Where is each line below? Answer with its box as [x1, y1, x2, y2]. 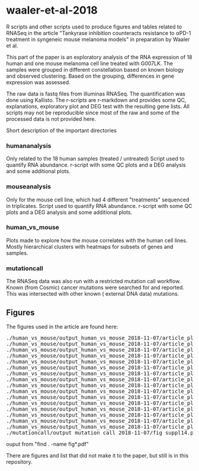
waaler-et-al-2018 [6, 4, 98, 17]
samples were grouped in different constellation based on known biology [6, 66, 184, 73]
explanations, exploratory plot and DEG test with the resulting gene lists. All [6, 102, 190, 110]
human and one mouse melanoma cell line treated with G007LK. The [6, 60, 174, 67]
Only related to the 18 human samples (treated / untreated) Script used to [6, 155, 185, 162]
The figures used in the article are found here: [6, 323, 118, 330]
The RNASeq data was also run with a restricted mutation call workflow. [6, 278, 181, 285]
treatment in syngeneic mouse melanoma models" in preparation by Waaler [6, 36, 191, 43]
